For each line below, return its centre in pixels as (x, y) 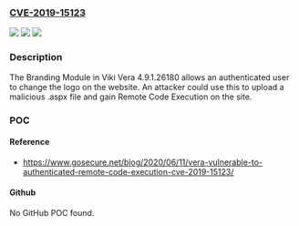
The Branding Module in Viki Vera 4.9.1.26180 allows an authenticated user (149, 77)
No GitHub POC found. (52, 212)
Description (36, 57)
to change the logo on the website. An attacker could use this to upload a (147, 87)
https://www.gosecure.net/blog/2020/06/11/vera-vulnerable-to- (142, 162)
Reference (30, 142)
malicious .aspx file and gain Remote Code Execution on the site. (131, 97)
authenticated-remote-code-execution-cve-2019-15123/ (128, 171)
